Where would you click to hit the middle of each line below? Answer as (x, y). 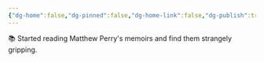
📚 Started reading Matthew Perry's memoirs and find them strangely (120, 38)
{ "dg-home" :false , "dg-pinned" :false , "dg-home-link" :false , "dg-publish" (128, 15)
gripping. (23, 49)
